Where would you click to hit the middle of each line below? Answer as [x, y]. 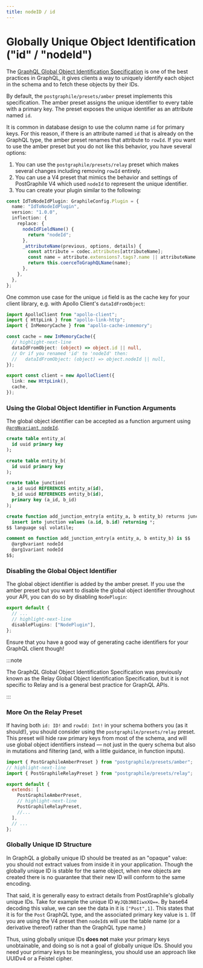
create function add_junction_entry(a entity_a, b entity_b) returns [96, 516]
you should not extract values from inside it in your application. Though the [100, 864]
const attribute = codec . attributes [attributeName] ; [96, 252]
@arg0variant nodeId [37, 544]
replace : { [31, 224]
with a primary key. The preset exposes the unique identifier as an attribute [100, 109]
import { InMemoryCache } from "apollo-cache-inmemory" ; [79, 326]
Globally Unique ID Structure [49, 845]
